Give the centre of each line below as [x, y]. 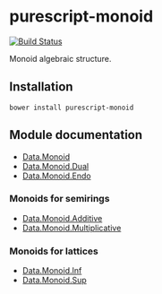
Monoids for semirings [60, 199]
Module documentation [76, 135]
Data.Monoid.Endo [56, 176]
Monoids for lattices [54, 251]
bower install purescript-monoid [72, 108]
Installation [41, 87]
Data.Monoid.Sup [54, 281]
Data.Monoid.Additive [62, 218]
